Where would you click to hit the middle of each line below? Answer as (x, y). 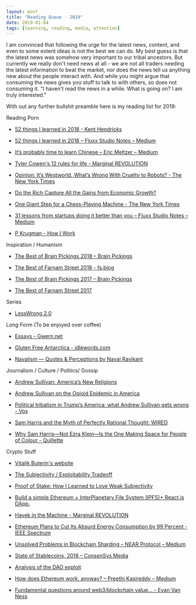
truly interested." (26, 95)
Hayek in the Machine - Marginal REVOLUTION (71, 515)
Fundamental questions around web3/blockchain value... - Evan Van (98, 590)
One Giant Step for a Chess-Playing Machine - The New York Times (97, 204)
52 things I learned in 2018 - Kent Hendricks (68, 129)
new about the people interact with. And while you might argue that (88, 76)
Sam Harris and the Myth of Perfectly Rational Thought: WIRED (91, 423)
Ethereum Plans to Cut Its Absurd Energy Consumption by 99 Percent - (101, 526)
